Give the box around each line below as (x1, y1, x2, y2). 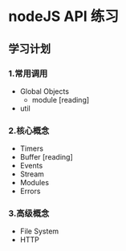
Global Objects (19, 86, 70, 96)
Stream (19, 169, 44, 179)
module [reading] (31, 95, 90, 104)
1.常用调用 (8, 67, 48, 79)
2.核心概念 (8, 125, 50, 136)
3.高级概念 (8, 208, 50, 219)
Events (19, 161, 43, 171)
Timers (19, 144, 44, 153)
